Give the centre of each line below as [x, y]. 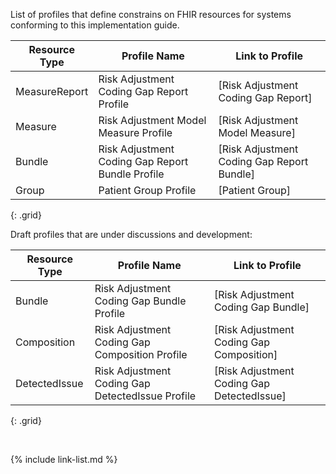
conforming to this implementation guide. [95, 25]
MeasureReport [52, 91]
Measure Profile [135, 132]
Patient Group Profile [147, 190]
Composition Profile [141, 354]
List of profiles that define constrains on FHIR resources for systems [151, 14]
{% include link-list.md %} [64, 459]
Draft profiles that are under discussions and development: [131, 234]
